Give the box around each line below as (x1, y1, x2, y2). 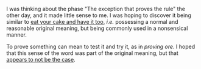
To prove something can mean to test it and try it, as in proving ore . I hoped (6, 43, 196, 50)
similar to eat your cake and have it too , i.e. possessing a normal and (6, 18, 178, 25)
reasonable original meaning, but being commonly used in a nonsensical (6, 24, 188, 32)
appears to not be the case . (6, 56, 76, 63)
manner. (6, 31, 27, 38)
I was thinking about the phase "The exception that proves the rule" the (6, 5, 186, 12)
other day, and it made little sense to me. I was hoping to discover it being (6, 12, 192, 19)
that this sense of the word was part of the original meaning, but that (6, 49, 178, 57)
